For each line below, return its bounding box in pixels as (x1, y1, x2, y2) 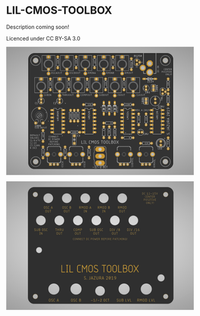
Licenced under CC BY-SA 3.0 (6, 35, 80, 42)
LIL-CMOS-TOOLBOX (6, 4, 112, 17)
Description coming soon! (6, 23, 70, 30)
